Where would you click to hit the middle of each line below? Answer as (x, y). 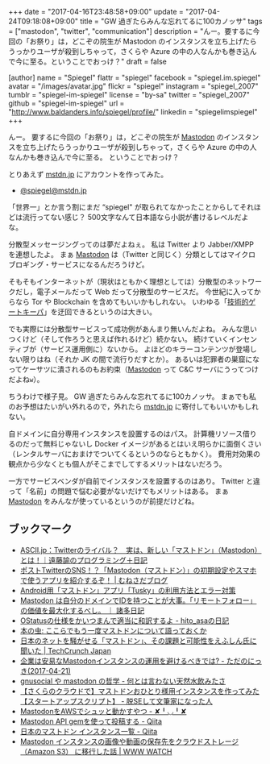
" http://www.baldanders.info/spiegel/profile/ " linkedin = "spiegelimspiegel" (133, 112)
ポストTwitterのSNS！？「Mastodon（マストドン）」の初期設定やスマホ (138, 570)
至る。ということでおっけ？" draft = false (98, 61)
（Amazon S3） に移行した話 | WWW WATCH (96, 751)
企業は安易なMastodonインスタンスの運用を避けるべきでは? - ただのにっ (141, 661)
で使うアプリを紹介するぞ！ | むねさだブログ (94, 580)
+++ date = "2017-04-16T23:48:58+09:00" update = (96, 12)
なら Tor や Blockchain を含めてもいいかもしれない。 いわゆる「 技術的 (132, 302)
